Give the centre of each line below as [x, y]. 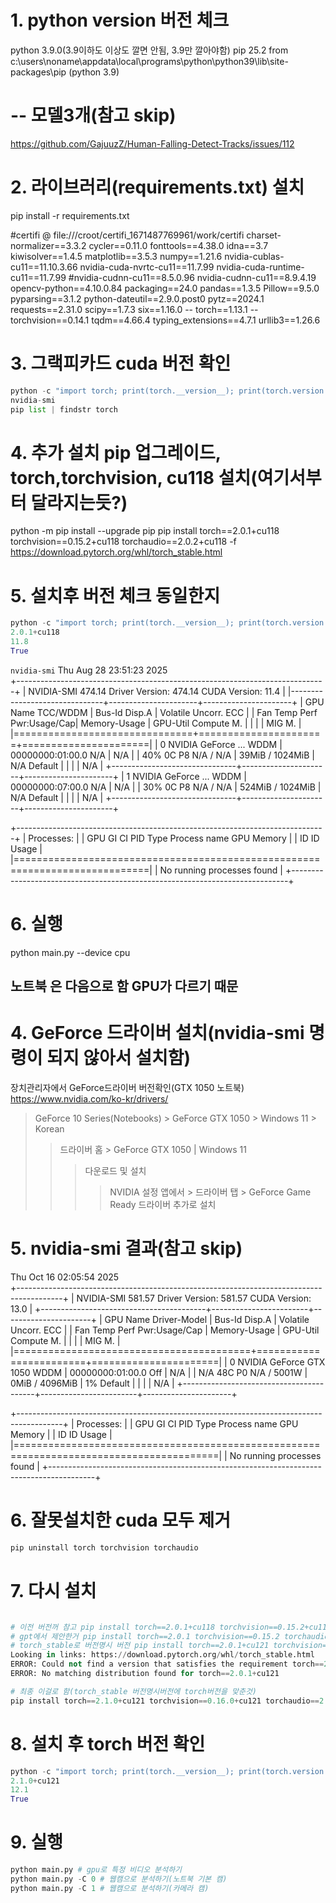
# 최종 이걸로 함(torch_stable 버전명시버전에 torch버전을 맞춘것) [133, 1691]
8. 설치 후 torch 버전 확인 [108, 1743]
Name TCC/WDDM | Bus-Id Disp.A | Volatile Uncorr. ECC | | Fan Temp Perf [164, 712]
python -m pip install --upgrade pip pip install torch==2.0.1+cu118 [145, 531]
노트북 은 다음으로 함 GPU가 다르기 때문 [124, 986]
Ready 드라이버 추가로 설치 [163, 1205]
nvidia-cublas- [254, 256]
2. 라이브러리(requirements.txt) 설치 [157, 187]
